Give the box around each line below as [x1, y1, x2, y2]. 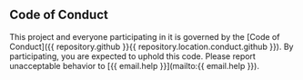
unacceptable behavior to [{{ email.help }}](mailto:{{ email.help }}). [9, 60, 259, 71]
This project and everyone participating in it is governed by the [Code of [9, 31, 280, 42]
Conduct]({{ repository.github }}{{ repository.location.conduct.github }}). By [9, 41, 294, 52]
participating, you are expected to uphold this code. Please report [9, 50, 257, 62]
